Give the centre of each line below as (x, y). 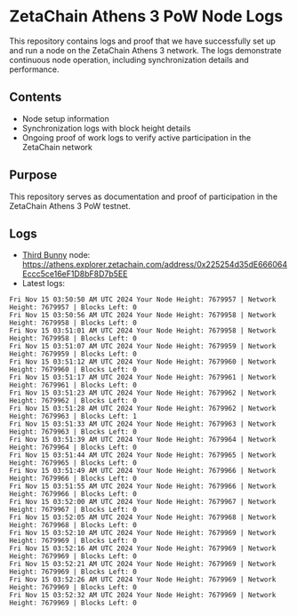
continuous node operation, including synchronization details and (129, 60)
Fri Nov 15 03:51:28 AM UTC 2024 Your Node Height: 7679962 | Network (143, 409)
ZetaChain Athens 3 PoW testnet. (70, 205)
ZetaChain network (57, 147)
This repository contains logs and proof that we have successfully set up (142, 41)
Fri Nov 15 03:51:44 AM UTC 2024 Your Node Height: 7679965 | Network (143, 455)
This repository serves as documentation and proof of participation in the (144, 196)
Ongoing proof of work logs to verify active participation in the (136, 137)
